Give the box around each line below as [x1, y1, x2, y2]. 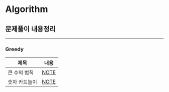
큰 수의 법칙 [8, 69, 34, 76]
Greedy [5, 45, 24, 52]
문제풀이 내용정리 [5, 24, 56, 33]
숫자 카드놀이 [8, 78, 37, 85]
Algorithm [5, 3, 48, 15]
